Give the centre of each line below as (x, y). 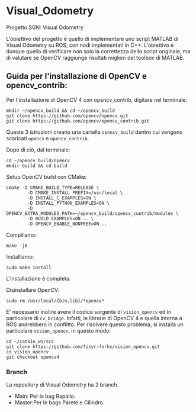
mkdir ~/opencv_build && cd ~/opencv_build (61, 111)
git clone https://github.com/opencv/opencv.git (67, 116)
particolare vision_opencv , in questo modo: (59, 330)
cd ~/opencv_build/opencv (38, 160)
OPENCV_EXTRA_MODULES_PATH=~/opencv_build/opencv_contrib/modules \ (92, 213)
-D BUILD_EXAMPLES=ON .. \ (61, 218)
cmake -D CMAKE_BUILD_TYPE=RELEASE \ (53, 188)
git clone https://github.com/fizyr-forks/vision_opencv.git (83, 347)
